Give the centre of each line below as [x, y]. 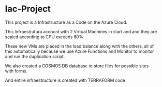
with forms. [16, 71]
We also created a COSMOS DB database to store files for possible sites [77, 66]
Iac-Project [28, 9]
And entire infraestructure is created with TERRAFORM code [65, 80]
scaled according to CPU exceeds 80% [44, 37]
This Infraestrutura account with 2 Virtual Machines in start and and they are [81, 31]
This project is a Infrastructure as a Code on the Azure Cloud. [66, 22]
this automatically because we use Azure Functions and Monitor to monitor [80, 51]
